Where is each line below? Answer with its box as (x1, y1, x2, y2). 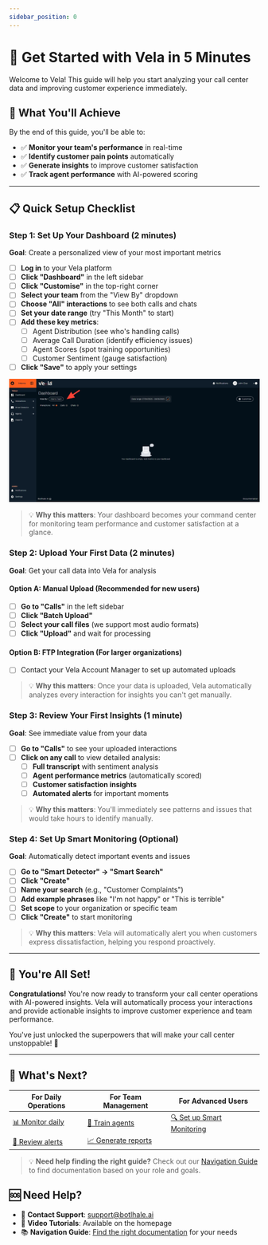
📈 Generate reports (87, 1136, 153, 1145)
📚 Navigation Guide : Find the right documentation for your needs (20, 1227, 238, 1236)
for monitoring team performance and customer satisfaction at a (28, 519, 239, 529)
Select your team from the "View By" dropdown (20, 290, 179, 300)
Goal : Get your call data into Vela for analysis (9, 565, 157, 575)
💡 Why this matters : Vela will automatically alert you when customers (28, 928, 258, 937)
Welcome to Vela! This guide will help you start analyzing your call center (9, 74, 249, 84)
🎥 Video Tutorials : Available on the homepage (20, 1218, 173, 1227)
